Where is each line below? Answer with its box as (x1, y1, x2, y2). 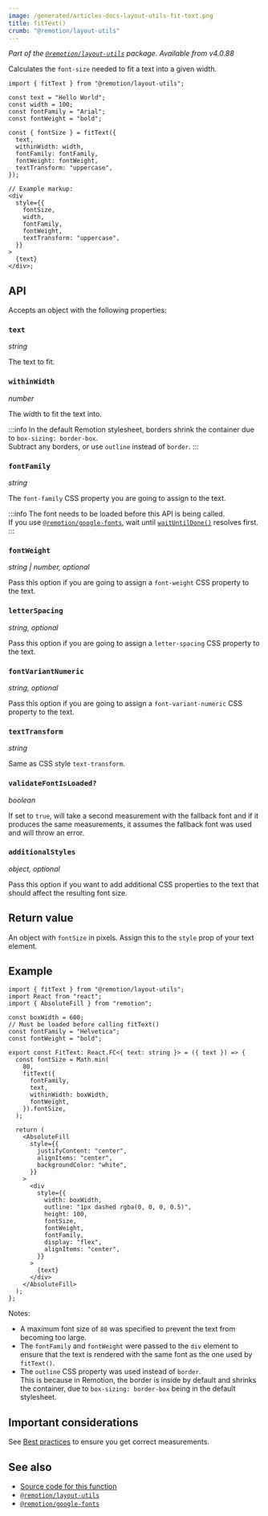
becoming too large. (19, 1333, 87, 1343)
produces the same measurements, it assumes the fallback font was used (8, 819, 253, 829)
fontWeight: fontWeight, (15, 157, 99, 165)
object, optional (8, 864, 60, 873)
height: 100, (43, 1210, 88, 1218)
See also (8, 1460, 52, 1473)
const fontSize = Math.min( (15, 1056, 110, 1064)
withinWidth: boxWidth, (29, 1091, 110, 1099)
